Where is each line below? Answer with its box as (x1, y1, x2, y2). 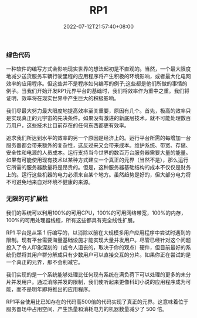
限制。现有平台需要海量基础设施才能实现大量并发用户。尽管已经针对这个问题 (6, 236, 191, 243)
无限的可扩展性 (6, 195, 49, 203)
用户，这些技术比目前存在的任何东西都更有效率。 (11, 122, 130, 129)
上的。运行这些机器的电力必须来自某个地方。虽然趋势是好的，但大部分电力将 (6, 171, 191, 178)
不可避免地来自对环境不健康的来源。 (6, 179, 94, 186)
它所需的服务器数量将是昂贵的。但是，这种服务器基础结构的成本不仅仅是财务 (6, 164, 191, 171)
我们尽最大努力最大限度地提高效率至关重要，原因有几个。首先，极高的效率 (6, 107, 186, 115)
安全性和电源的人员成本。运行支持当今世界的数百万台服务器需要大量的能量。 (6, 149, 191, 156)
